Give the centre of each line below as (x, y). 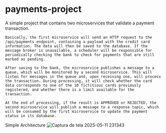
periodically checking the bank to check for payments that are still (80, 55)
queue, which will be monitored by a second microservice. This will (79, 72)
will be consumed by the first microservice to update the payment (77, 111)
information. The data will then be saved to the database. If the (77, 46)
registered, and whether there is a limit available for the (70, 90)
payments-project (43, 9)
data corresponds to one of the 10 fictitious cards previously (73, 85)
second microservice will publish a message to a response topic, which (82, 107)
